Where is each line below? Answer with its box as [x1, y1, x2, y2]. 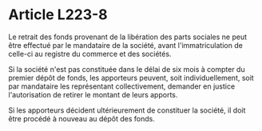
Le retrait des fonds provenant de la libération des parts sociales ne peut [8, 32, 248, 42]
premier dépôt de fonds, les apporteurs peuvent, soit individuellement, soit [8, 73, 254, 82]
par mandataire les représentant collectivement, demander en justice [8, 81, 236, 91]
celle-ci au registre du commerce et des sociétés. [8, 49, 172, 58]
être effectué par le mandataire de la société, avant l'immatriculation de [8, 40, 244, 50]
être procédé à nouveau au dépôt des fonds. [8, 113, 156, 123]
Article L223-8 [8, 6, 108, 24]
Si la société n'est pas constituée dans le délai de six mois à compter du [8, 64, 245, 73]
